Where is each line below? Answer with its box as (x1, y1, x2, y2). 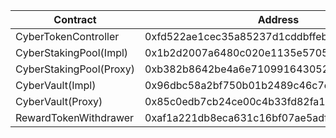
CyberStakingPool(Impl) (15, 46, 129, 59)
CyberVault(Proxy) (15, 95, 103, 108)
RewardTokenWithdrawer (15, 111, 135, 124)
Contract (53, 13, 97, 26)
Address (257, 13, 300, 26)
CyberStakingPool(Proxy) (15, 62, 136, 76)
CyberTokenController (15, 30, 120, 43)
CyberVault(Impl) (15, 79, 97, 92)
